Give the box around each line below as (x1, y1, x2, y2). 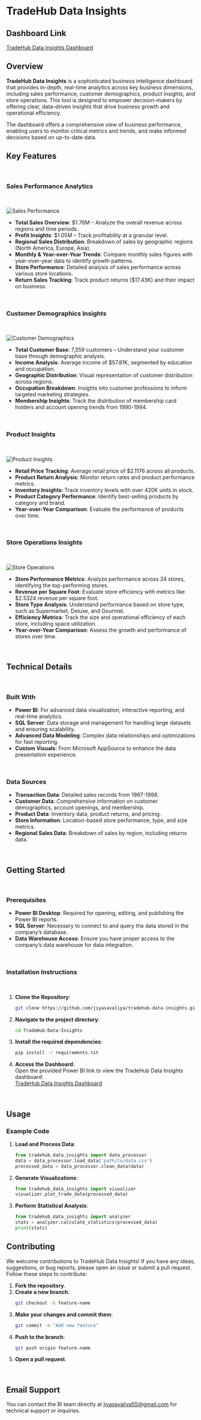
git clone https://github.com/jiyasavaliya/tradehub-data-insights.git (14, 1005, 198, 1011)
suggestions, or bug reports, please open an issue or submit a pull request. (6, 1264, 192, 1271)
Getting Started (6, 865, 65, 875)
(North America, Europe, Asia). (14, 244, 91, 252)
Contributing (6, 1242, 55, 1252)
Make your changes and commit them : (14, 1311, 113, 1318)
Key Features (6, 151, 57, 162)
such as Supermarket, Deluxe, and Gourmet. (14, 607, 125, 614)
